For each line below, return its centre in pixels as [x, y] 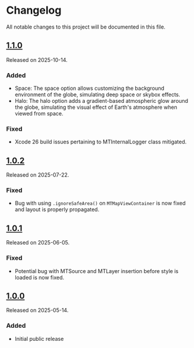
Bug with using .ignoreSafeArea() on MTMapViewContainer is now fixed [100, 203]
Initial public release [39, 338]
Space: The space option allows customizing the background [90, 88]
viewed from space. [39, 114]
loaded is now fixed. [39, 277]
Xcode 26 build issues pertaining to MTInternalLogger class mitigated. [101, 142]
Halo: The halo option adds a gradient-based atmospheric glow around [101, 101]
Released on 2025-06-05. [38, 243]
